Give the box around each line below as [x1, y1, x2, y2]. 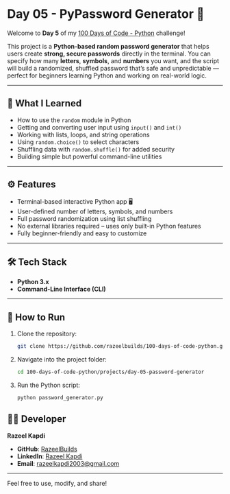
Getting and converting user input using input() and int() [16, 123, 182, 131]
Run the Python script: [16, 381, 81, 389]
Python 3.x [16, 278, 49, 286]
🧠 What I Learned [7, 97, 82, 109]
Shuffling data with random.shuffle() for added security [16, 145, 175, 153]
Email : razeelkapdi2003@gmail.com [16, 459, 120, 467]
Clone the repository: [16, 329, 77, 338]
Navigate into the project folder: [16, 355, 107, 364]
